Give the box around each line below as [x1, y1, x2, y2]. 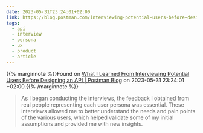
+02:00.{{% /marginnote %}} [6, 82, 79, 90]
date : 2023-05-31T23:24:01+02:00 [6, 8, 91, 15]
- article [11, 54, 36, 60]
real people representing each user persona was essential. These [21, 101, 184, 108]
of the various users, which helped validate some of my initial [21, 114, 174, 121]
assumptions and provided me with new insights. [21, 120, 143, 127]
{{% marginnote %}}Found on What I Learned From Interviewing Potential [6, 70, 190, 77]
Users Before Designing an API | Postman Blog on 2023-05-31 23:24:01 [6, 76, 184, 84]
